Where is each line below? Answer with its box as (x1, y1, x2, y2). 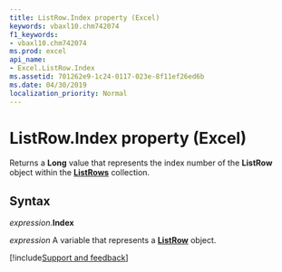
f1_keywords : (9, 30, 59, 39)
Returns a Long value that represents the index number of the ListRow (9, 157, 273, 168)
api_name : (9, 55, 47, 64)
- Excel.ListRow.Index (9, 64, 95, 73)
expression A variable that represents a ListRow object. (9, 235, 217, 246)
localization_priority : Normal (9, 89, 128, 98)
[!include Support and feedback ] (9, 252, 129, 263)
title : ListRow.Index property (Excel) (9, 13, 160, 23)
